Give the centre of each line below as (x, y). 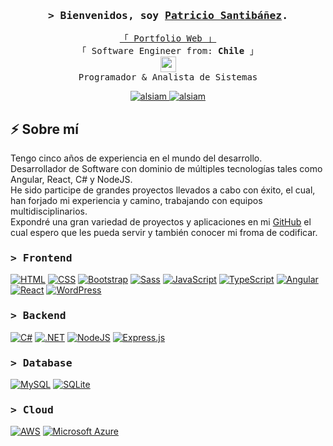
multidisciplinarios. (49, 211)
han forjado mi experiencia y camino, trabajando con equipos (136, 201)
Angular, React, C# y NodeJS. (71, 180)
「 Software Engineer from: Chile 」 (168, 51)
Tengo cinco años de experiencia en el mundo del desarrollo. (136, 158)
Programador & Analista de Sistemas (168, 77)
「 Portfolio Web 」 (168, 38)
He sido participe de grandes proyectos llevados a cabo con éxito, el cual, (163, 190)
